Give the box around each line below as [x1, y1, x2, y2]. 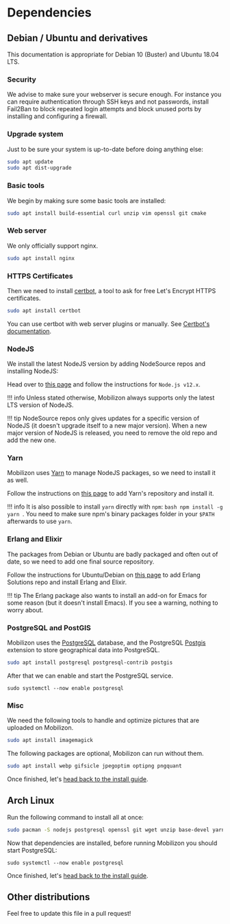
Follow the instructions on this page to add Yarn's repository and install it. [7, 489, 214, 498]
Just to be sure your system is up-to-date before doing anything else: [7, 145, 203, 153]
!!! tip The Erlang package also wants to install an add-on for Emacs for [7, 591, 207, 599]
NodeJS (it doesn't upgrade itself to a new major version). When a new [7, 421, 207, 430]
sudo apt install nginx [7, 255, 75, 262]
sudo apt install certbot [7, 307, 81, 314]
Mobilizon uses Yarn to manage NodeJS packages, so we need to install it [7, 469, 216, 477]
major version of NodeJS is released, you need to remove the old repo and [7, 429, 218, 437]
